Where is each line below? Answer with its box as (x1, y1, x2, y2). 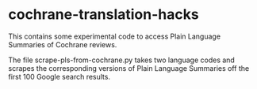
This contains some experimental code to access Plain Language (8, 32, 221, 41)
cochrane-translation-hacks (8, 6, 200, 24)
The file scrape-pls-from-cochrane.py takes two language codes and (8, 55, 236, 65)
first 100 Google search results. (8, 72, 111, 81)
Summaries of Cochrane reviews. (8, 39, 117, 49)
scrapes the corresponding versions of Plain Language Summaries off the (8, 63, 250, 72)
